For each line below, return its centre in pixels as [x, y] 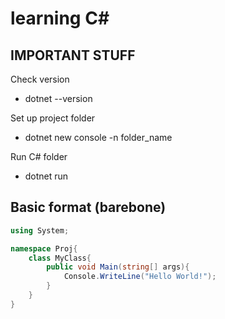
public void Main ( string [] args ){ [118, 267]
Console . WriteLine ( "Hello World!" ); [140, 277]
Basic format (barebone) [88, 207]
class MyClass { [60, 258]
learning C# [60, 18]
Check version [40, 79]
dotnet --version [58, 98]
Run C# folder [39, 156]
